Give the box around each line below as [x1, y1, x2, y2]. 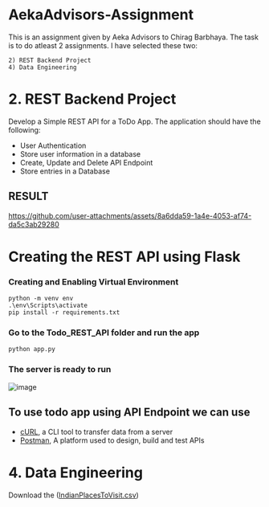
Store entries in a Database [19, 166, 111, 176]
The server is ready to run [8, 364, 112, 375]
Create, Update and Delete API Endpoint [19, 157, 153, 167]
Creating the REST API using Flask [8, 247, 241, 266]
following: [8, 125, 41, 134]
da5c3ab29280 [8, 219, 60, 229]
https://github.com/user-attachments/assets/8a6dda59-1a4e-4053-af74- [8, 211, 252, 220]
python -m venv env [8, 295, 74, 303]
